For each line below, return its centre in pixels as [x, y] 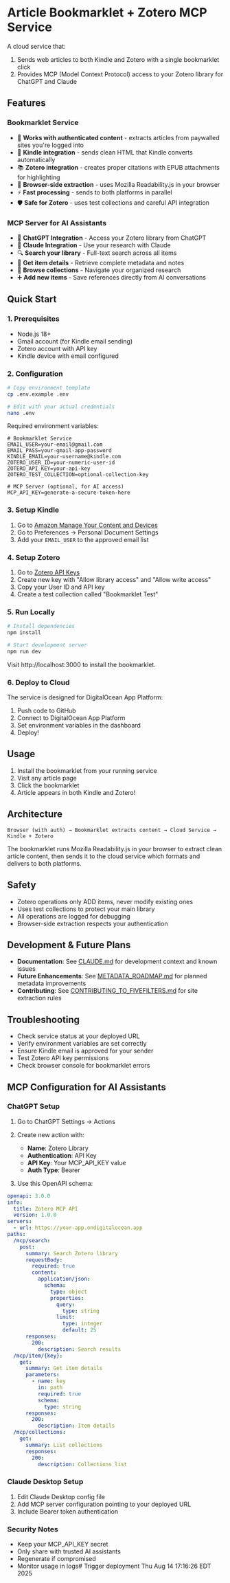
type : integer [82, 1324]
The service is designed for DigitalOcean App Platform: [85, 697]
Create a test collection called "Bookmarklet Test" [88, 594]
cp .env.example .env [38, 394]
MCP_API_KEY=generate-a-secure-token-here [69, 493]
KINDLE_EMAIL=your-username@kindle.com [64, 457]
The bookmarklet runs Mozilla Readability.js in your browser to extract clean [115, 849]
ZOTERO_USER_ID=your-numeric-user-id [61, 463]
